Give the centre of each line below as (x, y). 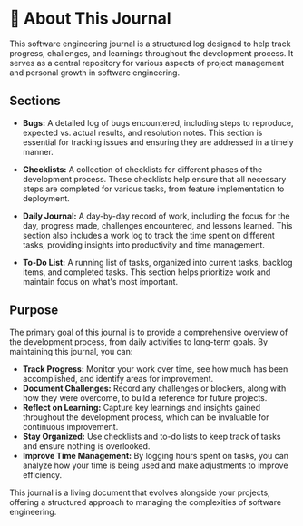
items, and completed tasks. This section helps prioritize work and (147, 272)
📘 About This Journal (90, 19)
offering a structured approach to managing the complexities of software (146, 502)
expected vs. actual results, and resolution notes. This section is (142, 132)
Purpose (34, 311)
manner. (38, 151)
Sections (35, 101)
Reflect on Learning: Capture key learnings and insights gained (142, 407)
